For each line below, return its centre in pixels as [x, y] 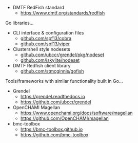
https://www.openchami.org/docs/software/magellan [76, 113]
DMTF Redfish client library [42, 66]
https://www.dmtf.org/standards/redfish [63, 13]
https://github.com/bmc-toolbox [54, 135]
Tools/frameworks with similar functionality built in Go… [64, 81]
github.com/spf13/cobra [46, 38]
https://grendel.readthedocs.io [53, 96]
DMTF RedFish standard [38, 7]
